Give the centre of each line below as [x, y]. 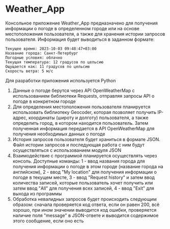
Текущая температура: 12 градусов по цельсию [54, 62]
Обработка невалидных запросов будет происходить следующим [84, 199]
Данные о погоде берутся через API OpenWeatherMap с [74, 90]
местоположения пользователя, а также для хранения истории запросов [85, 34]
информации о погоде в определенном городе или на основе [73, 28]
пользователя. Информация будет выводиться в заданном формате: [80, 39]
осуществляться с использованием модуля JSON [67, 150]
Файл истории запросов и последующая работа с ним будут [79, 145]
